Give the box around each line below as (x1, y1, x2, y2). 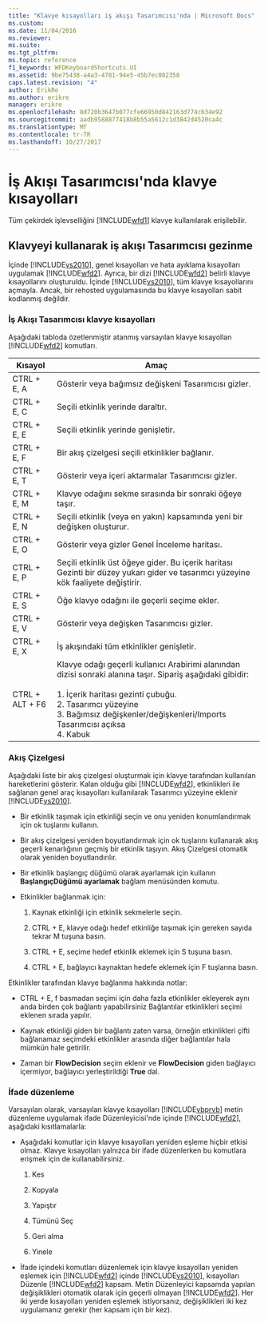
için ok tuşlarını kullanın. (19, 820, 100, 829)
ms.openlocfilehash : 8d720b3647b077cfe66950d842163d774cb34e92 (8, 109, 223, 117)
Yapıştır (31, 1201, 57, 1210)
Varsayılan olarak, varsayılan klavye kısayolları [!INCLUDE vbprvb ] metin (8, 1105, 243, 1114)
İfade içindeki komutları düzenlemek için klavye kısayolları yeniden (19, 1263, 238, 1272)
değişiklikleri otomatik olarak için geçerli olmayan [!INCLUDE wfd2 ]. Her (19, 1288, 254, 1298)
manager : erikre (8, 101, 62, 109)
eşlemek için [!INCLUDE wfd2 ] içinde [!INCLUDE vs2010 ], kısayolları (19, 1271, 239, 1280)
